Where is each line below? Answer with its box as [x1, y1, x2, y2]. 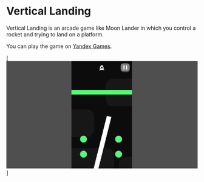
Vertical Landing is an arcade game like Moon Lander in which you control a [6, 24, 196, 32]
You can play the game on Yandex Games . [6, 42, 112, 50]
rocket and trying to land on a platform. [6, 30, 104, 38]
